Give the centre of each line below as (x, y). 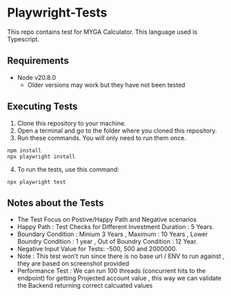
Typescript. (23, 39)
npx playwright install (41, 157)
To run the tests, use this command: (68, 169)
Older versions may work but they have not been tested (106, 85)
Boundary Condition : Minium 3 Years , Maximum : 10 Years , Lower (112, 234)
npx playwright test (37, 182)
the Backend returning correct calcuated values (85, 286)
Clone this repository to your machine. (71, 123)
